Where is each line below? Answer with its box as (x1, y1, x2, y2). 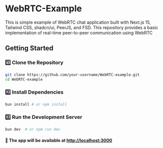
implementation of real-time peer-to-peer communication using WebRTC (5, 30, 153, 36)
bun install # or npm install (5, 102, 67, 107)
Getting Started (5, 44, 54, 52)
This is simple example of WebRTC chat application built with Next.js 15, (5, 19, 151, 25)
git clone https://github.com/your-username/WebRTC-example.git (5, 72, 140, 77)
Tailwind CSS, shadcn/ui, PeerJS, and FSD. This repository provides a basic (5, 24, 159, 30)
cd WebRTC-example (5, 77, 43, 82)
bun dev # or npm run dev (5, 127, 61, 132)
